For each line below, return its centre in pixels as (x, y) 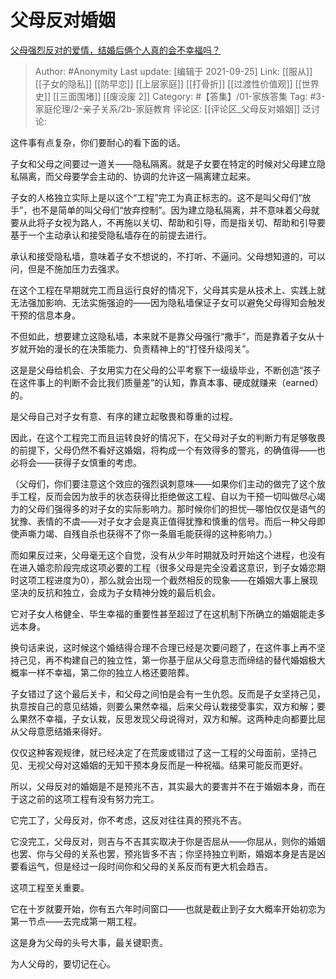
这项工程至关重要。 (50, 887)
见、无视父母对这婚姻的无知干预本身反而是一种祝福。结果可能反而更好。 (159, 765)
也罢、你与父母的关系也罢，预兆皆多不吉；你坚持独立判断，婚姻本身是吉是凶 (168, 853)
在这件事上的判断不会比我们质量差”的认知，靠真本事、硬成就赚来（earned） (167, 382)
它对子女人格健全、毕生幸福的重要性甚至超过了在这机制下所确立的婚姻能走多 (168, 613)
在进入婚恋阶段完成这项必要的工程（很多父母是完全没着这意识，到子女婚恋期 (168, 567)
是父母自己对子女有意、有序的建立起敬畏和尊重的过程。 (124, 416)
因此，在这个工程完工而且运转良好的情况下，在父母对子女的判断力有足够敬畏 (168, 437)
